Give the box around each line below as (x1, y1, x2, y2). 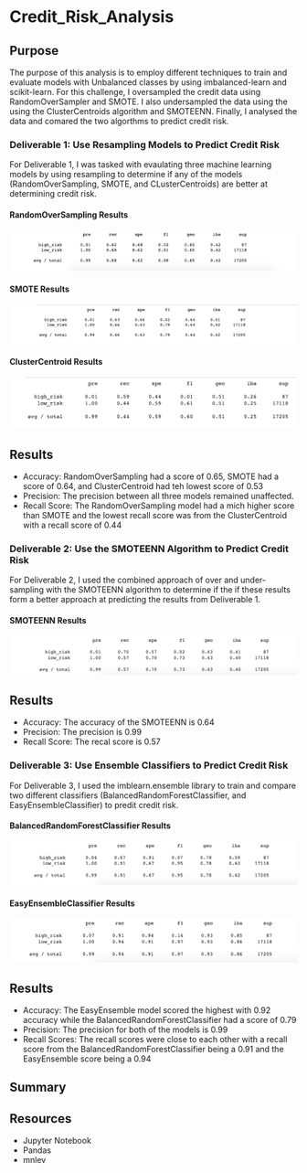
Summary (9, 1080, 67, 1095)
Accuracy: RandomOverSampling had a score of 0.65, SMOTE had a (22, 471, 280, 482)
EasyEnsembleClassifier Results (9, 898, 135, 909)
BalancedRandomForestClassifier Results (9, 820, 172, 831)
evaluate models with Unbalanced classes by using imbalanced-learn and (9, 77, 288, 88)
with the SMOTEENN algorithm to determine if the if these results (45, 584, 291, 595)
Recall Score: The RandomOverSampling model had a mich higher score (22, 500, 295, 511)
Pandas (22, 1145, 52, 1156)
